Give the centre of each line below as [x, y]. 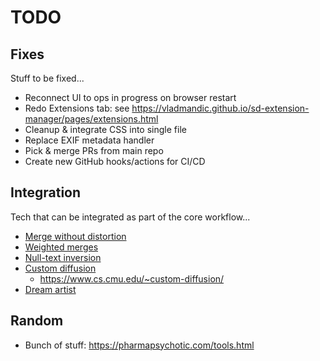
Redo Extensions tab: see [77, 108]
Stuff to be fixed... [47, 78]
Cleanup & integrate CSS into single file [105, 129]
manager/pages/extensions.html [91, 119]
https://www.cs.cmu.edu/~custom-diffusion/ [132, 278]
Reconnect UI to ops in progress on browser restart [130, 97]
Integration [46, 192]
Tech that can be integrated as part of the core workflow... [130, 217]
